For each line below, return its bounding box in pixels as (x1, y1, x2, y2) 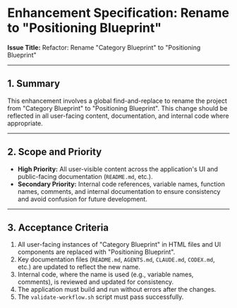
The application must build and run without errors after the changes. (17, 285, 217, 294)
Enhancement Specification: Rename (7, 5, 230, 21)
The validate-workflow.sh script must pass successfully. (17, 292, 184, 301)
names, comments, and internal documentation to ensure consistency (17, 187, 221, 195)
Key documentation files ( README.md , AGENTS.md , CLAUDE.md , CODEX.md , (17, 255, 215, 264)
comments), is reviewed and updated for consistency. (17, 278, 174, 286)
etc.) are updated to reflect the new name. (17, 263, 141, 271)
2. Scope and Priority (7, 146, 102, 158)
